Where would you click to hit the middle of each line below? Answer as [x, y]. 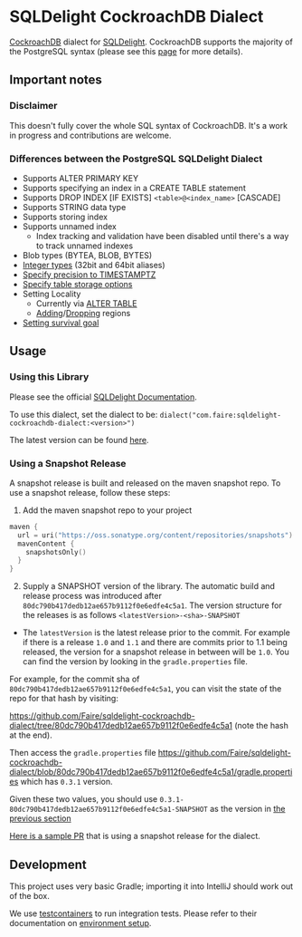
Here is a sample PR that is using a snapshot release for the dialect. [135, 836]
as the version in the [247, 809]
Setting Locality [52, 294]
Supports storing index [65, 217]
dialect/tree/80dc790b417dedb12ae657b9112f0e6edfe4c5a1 [121, 726]
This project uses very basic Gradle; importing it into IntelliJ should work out [151, 886]
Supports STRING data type [74, 207]
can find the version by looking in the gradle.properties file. [135, 662]
